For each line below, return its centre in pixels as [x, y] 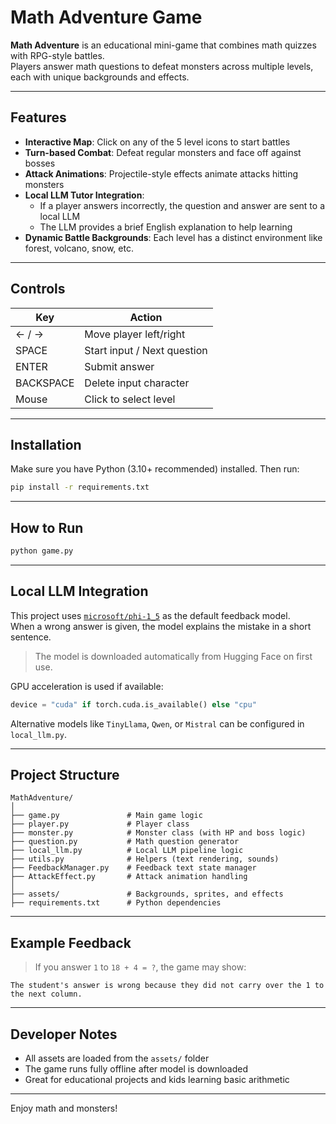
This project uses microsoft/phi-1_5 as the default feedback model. [150, 615]
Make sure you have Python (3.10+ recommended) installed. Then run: [155, 469]
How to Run [47, 527]
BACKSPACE [45, 383]
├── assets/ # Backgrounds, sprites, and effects [147, 894]
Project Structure [65, 775]
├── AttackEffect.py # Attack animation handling [129, 877]
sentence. [31, 637]
